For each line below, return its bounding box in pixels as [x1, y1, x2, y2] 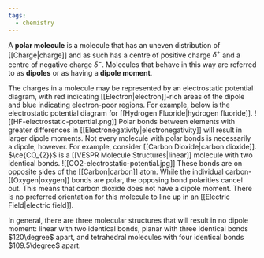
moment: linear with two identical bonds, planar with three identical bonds [8, 223, 249, 233]
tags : [8, 11, 26, 20]
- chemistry [15, 19, 55, 27]
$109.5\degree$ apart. [8, 241, 81, 250]
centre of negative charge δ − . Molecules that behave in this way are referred [8, 58, 257, 69]
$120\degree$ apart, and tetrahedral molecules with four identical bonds [8, 232, 244, 241]
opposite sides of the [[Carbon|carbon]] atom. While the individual [8, 167, 224, 176]
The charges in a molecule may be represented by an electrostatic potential [8, 83, 254, 93]
